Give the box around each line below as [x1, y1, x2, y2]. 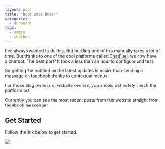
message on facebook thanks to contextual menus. [5, 73, 109, 79]
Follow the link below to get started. [5, 129, 78, 135]
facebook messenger [5, 102, 48, 108]
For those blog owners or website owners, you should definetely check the [5, 82, 157, 88]
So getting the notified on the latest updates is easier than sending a [5, 67, 143, 73]
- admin [9, 30, 26, 35]
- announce [9, 21, 32, 26]
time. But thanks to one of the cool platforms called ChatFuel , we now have [5, 53, 157, 59]
